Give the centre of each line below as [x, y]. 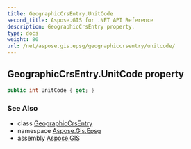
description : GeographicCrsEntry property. [71, 26]
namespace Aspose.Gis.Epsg [59, 130]
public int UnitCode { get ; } [51, 90]
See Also [23, 108]
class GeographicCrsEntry [55, 123]
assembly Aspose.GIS [48, 138]
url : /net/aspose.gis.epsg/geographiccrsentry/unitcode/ [91, 46]
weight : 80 [23, 40]
